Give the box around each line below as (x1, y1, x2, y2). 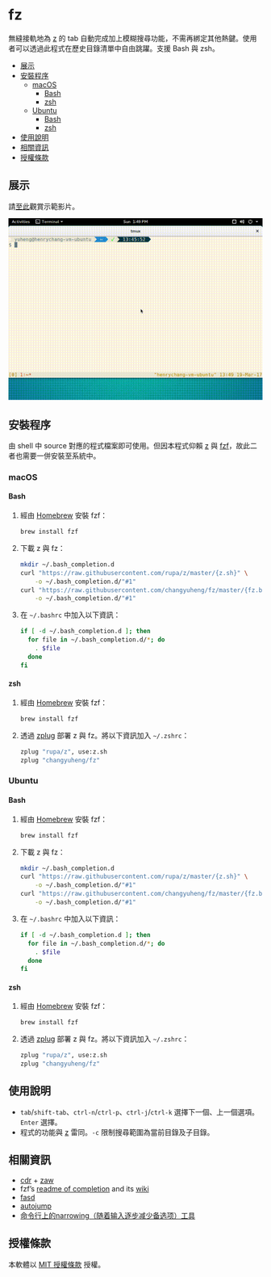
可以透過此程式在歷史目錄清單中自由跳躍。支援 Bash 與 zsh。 (15, 43, 219, 53)
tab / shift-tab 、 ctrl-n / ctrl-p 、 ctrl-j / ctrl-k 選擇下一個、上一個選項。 (19, 1107, 260, 1116)
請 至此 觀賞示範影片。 (8, 201, 79, 211)
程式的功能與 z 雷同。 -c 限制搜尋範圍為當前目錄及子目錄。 (19, 1127, 215, 1136)
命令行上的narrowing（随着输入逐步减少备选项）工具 (19, 1210, 196, 1220)
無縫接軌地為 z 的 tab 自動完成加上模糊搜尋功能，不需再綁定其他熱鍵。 (8, 33, 244, 43)
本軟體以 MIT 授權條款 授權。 (8, 1259, 106, 1269)
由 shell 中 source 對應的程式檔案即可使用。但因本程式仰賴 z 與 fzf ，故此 (8, 440, 251, 450)
